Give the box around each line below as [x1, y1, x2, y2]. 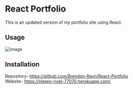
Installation [5, 60, 40, 69]
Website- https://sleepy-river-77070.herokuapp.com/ [5, 78, 111, 84]
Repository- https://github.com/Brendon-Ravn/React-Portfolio [5, 73, 128, 79]
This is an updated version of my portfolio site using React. [5, 19, 122, 25]
